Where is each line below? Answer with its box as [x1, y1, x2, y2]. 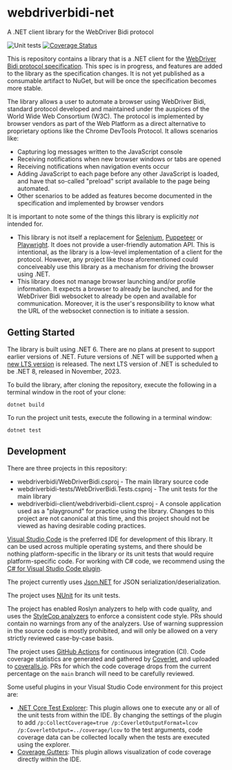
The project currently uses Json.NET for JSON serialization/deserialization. [7, 578, 221, 586]
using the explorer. [17, 740, 71, 749]
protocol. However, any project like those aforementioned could [17, 255, 198, 264]
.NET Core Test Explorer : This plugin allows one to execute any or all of [17, 704, 220, 712]
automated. [17, 184, 50, 192]
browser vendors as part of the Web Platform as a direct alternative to [7, 119, 206, 127]
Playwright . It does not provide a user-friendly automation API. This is [17, 240, 215, 248]
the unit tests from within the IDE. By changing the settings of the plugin [17, 711, 222, 719]
